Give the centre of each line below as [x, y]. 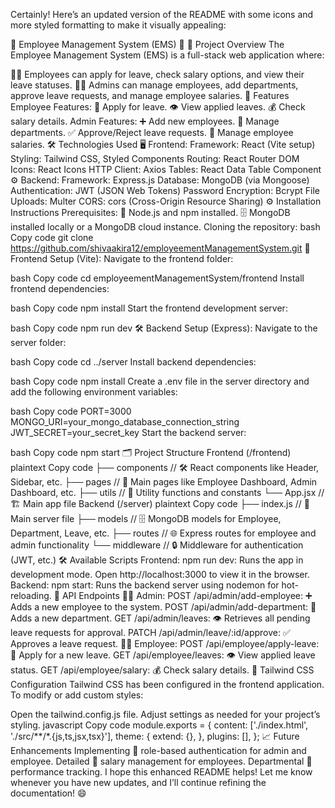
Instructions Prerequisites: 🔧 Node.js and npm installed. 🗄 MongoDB [150, 212]
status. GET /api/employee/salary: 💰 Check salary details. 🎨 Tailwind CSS [162, 670]
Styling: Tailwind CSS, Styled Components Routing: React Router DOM [155, 158]
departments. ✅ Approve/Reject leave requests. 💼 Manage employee [152, 132]
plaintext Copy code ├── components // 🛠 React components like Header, [165, 467]
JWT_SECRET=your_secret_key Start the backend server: [128, 432]
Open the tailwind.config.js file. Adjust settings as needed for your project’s [165, 714]
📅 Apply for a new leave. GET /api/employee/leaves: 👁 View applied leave [163, 655]
